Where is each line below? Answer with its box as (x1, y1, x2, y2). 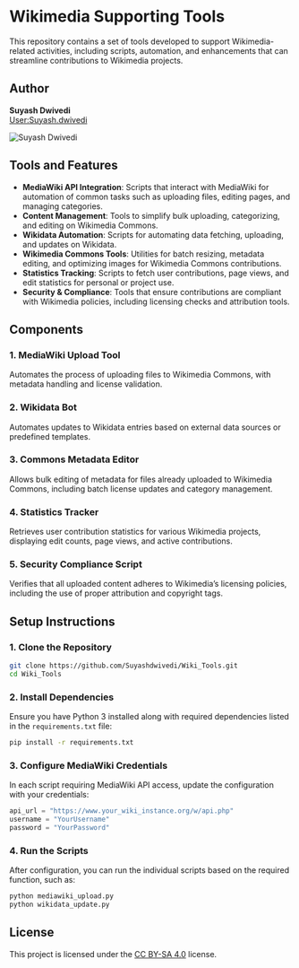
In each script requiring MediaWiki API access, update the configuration (9, 780, 275, 790)
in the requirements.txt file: (9, 720, 113, 732)
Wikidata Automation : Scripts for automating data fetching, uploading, (21, 229, 285, 240)
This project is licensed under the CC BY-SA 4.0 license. (9, 948, 218, 959)
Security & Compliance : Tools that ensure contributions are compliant (21, 286, 282, 297)
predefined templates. (9, 431, 91, 441)
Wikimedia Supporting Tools (9, 6, 226, 27)
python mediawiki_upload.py (9, 892, 115, 901)
